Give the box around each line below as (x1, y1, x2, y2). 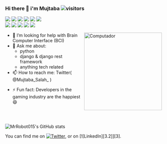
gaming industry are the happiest (12, 94, 81, 100)
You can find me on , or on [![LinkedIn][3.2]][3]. (5, 133, 122, 139)
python (19, 48, 35, 54)
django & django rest (19, 54, 63, 60)
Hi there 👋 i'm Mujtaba (5, 5, 60, 12)
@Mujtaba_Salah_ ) (12, 77, 52, 83)
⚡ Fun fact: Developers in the (12, 87, 72, 93)
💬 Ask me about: (12, 43, 46, 49)
